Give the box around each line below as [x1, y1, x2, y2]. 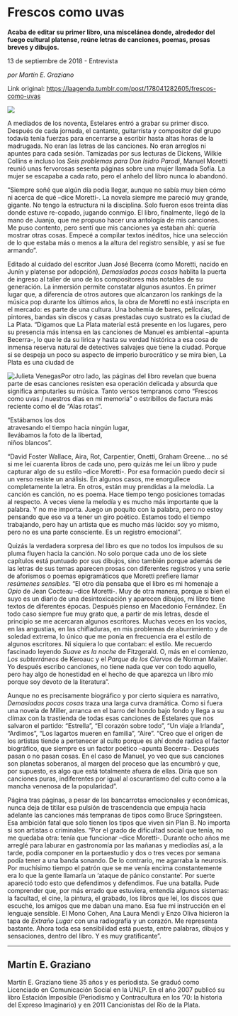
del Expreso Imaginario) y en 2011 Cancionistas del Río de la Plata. [7, 1000, 200, 1009]
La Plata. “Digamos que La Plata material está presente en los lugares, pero [7, 320, 227, 328]
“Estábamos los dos [7, 415, 66, 424]
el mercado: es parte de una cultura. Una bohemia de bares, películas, [7, 305, 212, 314]
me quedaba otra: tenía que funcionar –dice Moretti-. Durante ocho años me [7, 833, 230, 842]
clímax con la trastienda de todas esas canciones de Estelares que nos [7, 714, 214, 722]
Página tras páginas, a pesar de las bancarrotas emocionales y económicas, [7, 796, 230, 804]
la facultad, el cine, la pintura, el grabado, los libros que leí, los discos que [7, 894, 223, 902]
